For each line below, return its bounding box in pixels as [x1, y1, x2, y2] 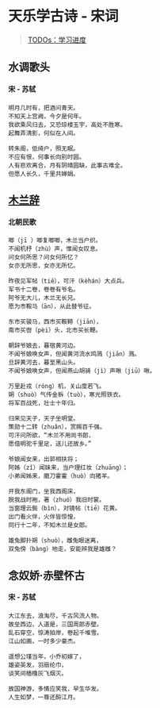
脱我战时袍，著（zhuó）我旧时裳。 [8, 496, 105, 504]
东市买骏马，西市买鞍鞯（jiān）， [8, 318, 103, 326]
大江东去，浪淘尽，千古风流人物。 [8, 612, 103, 620]
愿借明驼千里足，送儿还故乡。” [8, 440, 92, 448]
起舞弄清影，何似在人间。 [8, 129, 79, 137]
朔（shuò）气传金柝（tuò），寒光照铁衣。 [8, 391, 125, 399]
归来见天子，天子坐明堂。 [8, 414, 79, 423]
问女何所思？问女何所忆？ [8, 253, 79, 262]
